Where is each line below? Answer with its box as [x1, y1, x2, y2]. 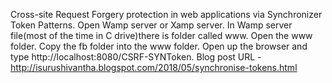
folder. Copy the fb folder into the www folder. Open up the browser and [10, 40, 308, 52]
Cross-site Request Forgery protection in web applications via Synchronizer [10, 9, 323, 20]
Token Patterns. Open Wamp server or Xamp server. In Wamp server [10, 19, 293, 31]
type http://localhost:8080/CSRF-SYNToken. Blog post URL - [10, 51, 262, 63]
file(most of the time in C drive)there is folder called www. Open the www [10, 30, 313, 41]
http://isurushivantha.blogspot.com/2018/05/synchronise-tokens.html [10, 62, 298, 73]
